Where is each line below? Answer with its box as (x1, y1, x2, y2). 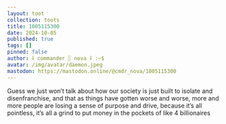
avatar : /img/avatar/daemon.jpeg (7, 61, 103, 68)
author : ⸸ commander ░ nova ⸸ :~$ (7, 55, 104, 62)
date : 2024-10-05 (7, 29, 57, 37)
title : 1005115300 (7, 23, 60, 30)
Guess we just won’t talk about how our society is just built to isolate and (7, 87, 213, 95)
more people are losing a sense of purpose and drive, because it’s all (7, 101, 203, 110)
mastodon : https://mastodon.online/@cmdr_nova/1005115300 (7, 68, 177, 74)
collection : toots (7, 17, 60, 23)
